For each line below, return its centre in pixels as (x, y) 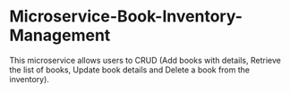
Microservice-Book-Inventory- (126, 17)
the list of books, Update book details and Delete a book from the (130, 70)
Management (60, 35)
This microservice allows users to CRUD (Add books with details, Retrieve (145, 60)
